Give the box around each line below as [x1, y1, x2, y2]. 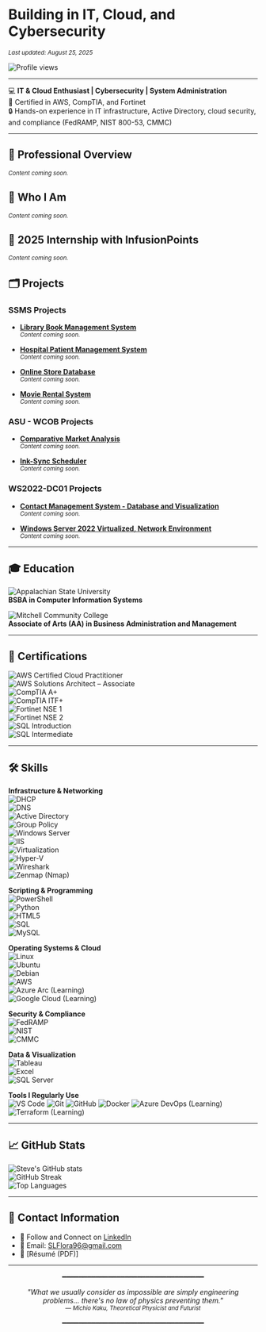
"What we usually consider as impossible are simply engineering [27, 1287, 239, 1296]
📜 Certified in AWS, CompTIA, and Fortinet [8, 97, 146, 106]
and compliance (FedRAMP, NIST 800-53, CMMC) [8, 117, 173, 127]
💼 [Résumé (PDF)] [19, 1249, 79, 1258]
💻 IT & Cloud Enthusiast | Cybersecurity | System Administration [8, 86, 227, 95]
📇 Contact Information [8, 1211, 120, 1225]
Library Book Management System [19, 323, 137, 332]
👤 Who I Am [8, 190, 67, 204]
